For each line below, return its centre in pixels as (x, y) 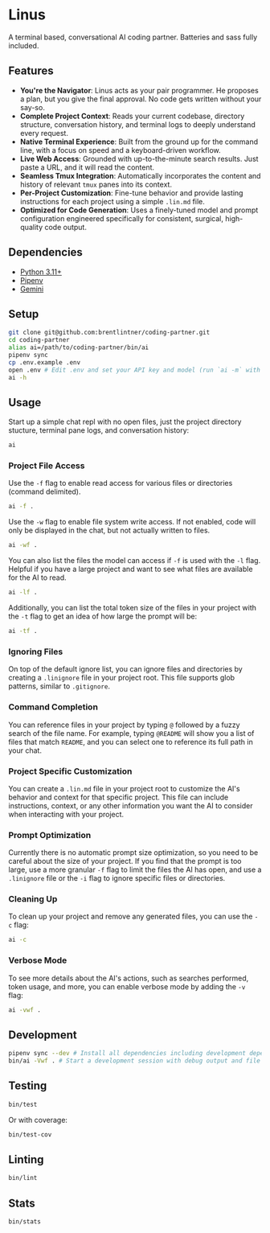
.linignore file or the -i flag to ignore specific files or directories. (117, 878)
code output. (65, 227)
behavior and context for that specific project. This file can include (119, 797)
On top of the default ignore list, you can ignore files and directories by (125, 669)
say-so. (33, 107)
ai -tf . (23, 631)
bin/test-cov (30, 1134)
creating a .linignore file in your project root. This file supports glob (122, 678)
